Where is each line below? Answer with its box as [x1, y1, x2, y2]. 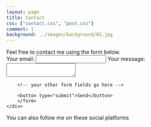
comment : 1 [6, 26, 34, 32]
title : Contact [6, 15, 45, 21]
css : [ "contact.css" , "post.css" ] [6, 20, 94, 26]
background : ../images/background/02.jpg [6, 32, 113, 38]
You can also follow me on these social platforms [6, 114, 129, 122]
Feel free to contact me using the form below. [6, 48, 121, 56]
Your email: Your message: [6, 56, 146, 63]
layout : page [6, 9, 40, 15]
